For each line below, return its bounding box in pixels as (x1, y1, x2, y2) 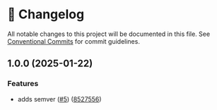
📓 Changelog (7, 6, 85, 23)
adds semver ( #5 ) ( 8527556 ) (17, 94, 102, 103)
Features (7, 79, 39, 89)
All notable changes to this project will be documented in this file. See (7, 30, 211, 38)
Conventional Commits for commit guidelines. (7, 37, 140, 45)
